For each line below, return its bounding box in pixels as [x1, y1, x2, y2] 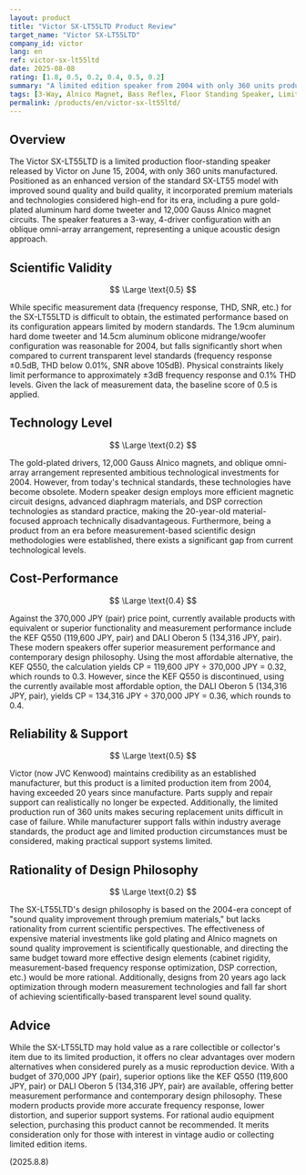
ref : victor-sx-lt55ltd [9, 56, 100, 65]
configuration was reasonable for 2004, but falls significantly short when [9, 341, 283, 351]
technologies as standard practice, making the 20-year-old [9, 505, 230, 516]
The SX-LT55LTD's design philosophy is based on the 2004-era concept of [9, 904, 292, 915]
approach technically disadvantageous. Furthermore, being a [42, 515, 271, 526]
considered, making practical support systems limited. [9, 836, 213, 847]
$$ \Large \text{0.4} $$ [108, 594, 198, 606]
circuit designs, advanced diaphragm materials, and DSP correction [9, 496, 263, 507]
